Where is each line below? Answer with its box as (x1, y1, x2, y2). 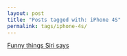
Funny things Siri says (7, 42, 70, 50)
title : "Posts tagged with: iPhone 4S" (7, 16, 122, 23)
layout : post (7, 10, 45, 17)
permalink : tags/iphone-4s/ (7, 23, 88, 29)
